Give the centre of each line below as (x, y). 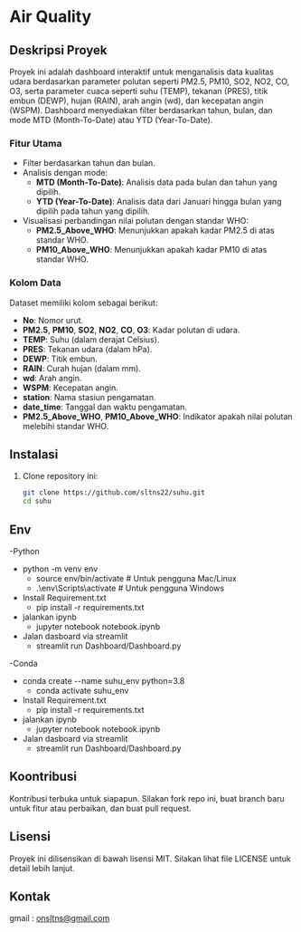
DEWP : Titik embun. (60, 359)
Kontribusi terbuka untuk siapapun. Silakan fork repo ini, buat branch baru (147, 798)
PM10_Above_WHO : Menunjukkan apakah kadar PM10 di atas (151, 250)
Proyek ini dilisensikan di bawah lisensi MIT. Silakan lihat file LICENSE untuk (150, 859)
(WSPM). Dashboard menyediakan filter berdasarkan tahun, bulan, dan (141, 110)
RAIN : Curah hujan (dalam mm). (82, 368)
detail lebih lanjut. (42, 868)
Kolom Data (35, 283)
